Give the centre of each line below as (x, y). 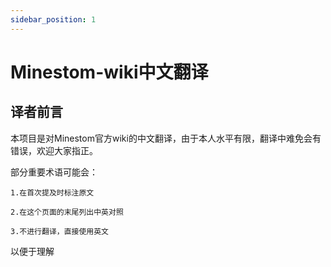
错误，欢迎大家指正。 (54, 150)
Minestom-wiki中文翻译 (109, 72)
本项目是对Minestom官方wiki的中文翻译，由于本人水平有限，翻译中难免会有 (166, 138)
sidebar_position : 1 (53, 19)
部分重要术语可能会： (54, 172)
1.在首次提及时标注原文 (52, 192)
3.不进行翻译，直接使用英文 (60, 231)
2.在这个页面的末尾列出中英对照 (67, 212)
